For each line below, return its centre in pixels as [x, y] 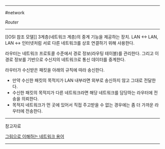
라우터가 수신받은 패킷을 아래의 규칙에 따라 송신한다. [55, 70]
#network [15, 12]
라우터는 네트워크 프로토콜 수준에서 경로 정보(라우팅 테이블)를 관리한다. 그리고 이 [82, 53]
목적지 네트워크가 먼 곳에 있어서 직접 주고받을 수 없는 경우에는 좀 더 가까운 [83, 105]
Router [12, 22]
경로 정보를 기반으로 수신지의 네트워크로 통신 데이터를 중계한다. [66, 60]
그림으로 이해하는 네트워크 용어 [35, 136]
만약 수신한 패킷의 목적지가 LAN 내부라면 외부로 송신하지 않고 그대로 [77, 80]
